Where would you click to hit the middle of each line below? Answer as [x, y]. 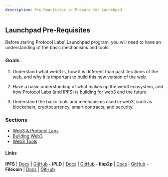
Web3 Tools [25, 141]
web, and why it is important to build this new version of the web [79, 77]
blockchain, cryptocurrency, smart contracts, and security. [73, 107]
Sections [16, 120]
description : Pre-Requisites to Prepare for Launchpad [64, 10]
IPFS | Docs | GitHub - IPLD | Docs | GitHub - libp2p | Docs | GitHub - [77, 164]
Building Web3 [28, 136]
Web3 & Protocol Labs [35, 131]
